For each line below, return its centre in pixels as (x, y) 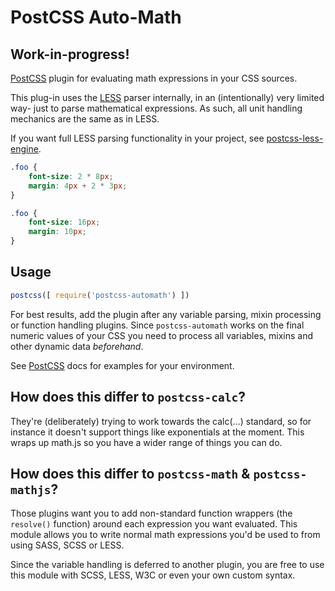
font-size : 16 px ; (64, 222)
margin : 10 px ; (57, 232)
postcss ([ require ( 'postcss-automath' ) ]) (100, 295)
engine (24, 149)
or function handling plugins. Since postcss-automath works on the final (157, 325)
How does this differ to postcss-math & (130, 473)
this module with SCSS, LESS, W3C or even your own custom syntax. (153, 575)
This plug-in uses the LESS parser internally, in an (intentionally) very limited (167, 97)
